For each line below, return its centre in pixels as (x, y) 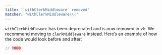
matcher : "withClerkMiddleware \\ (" (42, 14)
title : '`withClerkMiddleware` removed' (48, 10)
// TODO (13, 48)
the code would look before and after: (44, 39)
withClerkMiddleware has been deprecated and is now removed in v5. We (80, 28)
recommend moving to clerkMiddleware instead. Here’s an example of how (81, 34)
